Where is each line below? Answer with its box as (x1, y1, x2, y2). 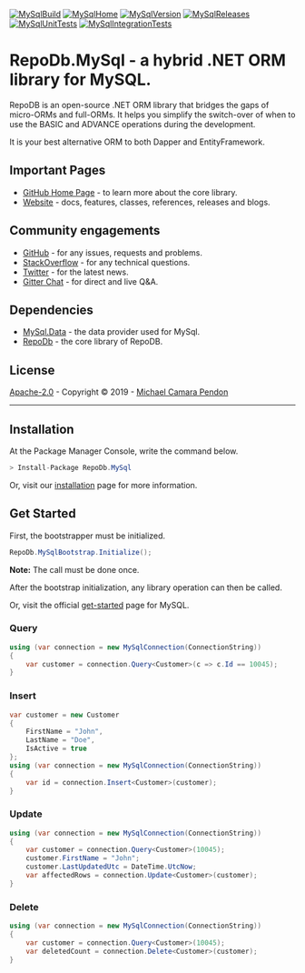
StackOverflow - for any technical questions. (22, 256, 191, 267)
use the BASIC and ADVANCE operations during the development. (9, 118, 256, 129)
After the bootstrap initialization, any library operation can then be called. (9, 582, 283, 593)
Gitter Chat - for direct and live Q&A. (22, 276, 159, 286)
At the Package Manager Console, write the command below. (9, 446, 239, 456)
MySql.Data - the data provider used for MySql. (22, 326, 201, 337)
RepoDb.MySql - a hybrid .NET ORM (9, 50, 286, 71)
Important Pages (9, 163, 106, 178)
